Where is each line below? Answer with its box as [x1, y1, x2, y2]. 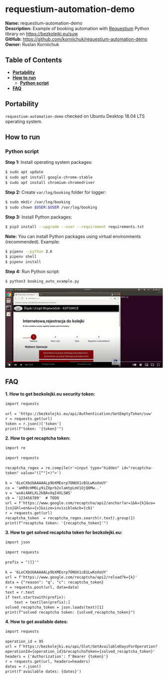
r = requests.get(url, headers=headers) [5, 659, 91, 664]
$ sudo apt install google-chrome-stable [5, 175, 93, 180]
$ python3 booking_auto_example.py [5, 279, 79, 284]
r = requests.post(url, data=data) [5, 585, 79, 590]
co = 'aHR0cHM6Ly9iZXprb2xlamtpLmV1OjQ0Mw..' [5, 485, 101, 491]
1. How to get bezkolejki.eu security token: [5, 391, 95, 397]
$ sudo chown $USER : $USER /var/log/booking [5, 204, 97, 210]
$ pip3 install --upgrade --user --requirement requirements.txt [5, 224, 144, 229]
